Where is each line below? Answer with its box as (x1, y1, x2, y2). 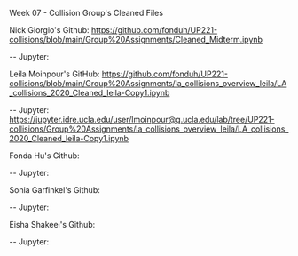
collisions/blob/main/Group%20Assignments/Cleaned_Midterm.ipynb (9, 35, 263, 44)
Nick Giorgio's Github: (9, 25, 90, 35)
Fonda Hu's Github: (9, 150, 80, 161)
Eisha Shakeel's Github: (9, 220, 96, 229)
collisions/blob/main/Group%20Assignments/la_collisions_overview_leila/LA (9, 78, 287, 88)
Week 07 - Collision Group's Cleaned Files (9, 8, 164, 18)
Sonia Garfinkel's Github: (9, 185, 100, 195)
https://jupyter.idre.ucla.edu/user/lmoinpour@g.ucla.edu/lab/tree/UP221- (9, 115, 275, 124)
